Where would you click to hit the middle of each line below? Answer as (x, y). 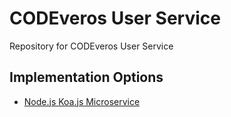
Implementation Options (86, 77)
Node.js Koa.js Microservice (82, 101)
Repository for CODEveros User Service (91, 46)
